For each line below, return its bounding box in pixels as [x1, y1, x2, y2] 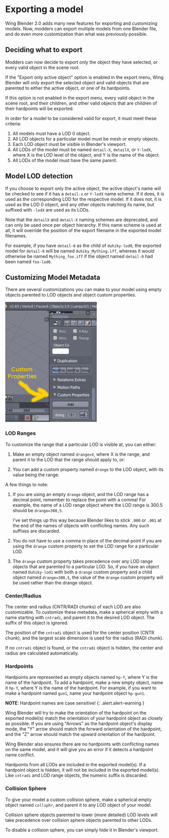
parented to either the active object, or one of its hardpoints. [5, 85, 131, 91]
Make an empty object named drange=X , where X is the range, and [12, 451, 150, 457]
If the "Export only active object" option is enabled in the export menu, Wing [5, 74, 164, 80]
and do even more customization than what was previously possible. [5, 31, 148, 37]
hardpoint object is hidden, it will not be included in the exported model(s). [5, 767, 160, 773]
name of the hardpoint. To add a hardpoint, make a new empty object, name [5, 679, 163, 685]
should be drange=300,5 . [12, 507, 63, 513]
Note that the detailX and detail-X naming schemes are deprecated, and [5, 216, 158, 223]
